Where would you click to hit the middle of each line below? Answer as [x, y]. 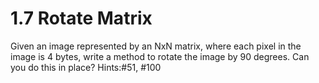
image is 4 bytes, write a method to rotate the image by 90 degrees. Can [160, 56]
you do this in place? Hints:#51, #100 [86, 67]
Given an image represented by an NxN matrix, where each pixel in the [156, 46]
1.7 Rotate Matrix [81, 18]
